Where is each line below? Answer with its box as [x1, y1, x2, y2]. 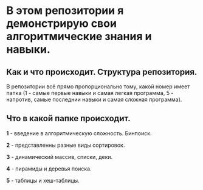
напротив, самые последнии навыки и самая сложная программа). [6, 96, 182, 103]
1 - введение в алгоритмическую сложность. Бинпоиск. [6, 129, 152, 137]
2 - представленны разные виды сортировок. [6, 141, 125, 149]
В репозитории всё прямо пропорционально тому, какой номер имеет [6, 83, 190, 90]
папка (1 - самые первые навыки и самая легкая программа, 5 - [6, 90, 174, 96]
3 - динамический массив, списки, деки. [6, 153, 113, 160]
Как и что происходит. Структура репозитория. [6, 66, 198, 77]
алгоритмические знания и [6, 30, 152, 43]
